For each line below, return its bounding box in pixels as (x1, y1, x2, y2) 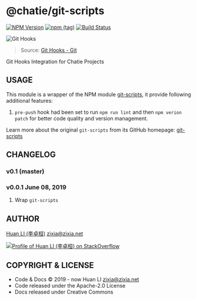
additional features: (6, 97, 53, 104)
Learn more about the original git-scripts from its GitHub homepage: (6, 126, 175, 133)
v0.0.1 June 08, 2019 (6, 183, 66, 191)
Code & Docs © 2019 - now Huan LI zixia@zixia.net (14, 276, 139, 283)
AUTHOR (6, 214, 40, 224)
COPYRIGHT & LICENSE (6, 260, 94, 270)
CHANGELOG (6, 149, 56, 160)
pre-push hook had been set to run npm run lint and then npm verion (14, 108, 182, 116)
